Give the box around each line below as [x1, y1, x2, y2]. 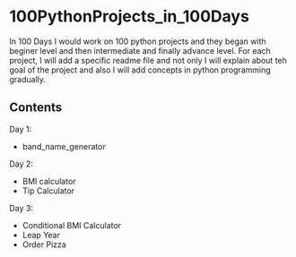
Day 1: [9, 124, 32, 134]
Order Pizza [22, 239, 67, 250]
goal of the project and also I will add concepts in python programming [9, 64, 271, 75]
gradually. [9, 73, 47, 84]
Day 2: [9, 158, 34, 169]
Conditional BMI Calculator [22, 219, 122, 230]
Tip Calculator [22, 185, 74, 196]
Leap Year [22, 229, 61, 240]
